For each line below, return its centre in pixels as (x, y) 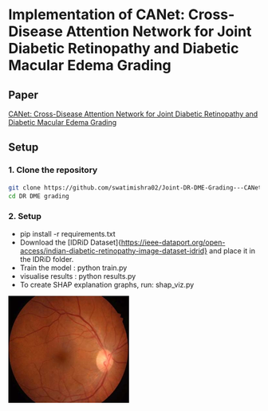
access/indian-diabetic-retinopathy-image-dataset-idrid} (113, 251)
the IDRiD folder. (47, 259)
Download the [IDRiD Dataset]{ (71, 242)
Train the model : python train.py (73, 268)
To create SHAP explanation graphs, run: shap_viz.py (107, 284)
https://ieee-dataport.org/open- (173, 242)
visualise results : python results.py (78, 276)
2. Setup (25, 217)
